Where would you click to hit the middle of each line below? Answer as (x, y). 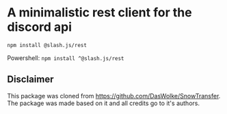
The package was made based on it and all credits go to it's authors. (104, 103)
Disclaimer (30, 80)
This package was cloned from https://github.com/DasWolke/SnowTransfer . (114, 96)
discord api (40, 27)
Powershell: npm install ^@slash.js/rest (66, 58)
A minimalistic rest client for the (100, 13)
